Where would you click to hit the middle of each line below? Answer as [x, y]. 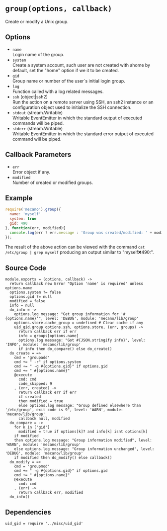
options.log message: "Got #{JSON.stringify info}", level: [82, 340]
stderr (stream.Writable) [38, 128]
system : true [23, 219]
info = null [22, 306]
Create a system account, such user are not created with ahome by [81, 65]
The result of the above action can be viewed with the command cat [75, 247]
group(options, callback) [59, 9]
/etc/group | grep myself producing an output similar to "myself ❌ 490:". [80, 252]
